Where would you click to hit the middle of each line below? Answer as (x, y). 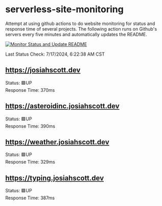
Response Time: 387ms (30, 198)
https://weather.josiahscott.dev (57, 142)
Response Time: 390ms (30, 126)
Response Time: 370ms (30, 90)
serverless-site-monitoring (64, 9)
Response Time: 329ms (30, 162)
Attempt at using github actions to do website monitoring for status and (80, 23)
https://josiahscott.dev (43, 70)
